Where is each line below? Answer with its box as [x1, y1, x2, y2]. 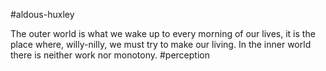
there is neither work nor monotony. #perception [10, 49, 210, 61]
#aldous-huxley [10, 9, 75, 20]
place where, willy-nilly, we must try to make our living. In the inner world [10, 39, 312, 50]
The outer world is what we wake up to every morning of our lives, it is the [10, 28, 316, 39]
